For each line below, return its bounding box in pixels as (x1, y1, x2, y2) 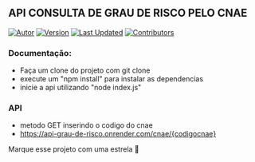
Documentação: (8, 47, 72, 58)
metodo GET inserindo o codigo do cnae (19, 121, 153, 130)
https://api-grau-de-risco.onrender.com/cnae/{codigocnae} (19, 129, 217, 139)
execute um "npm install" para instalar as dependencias (19, 74, 204, 84)
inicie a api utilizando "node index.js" (19, 83, 142, 93)
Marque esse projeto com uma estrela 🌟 (8, 144, 139, 154)
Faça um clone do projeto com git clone (19, 65, 151, 75)
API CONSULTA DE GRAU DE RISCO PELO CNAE (8, 6, 248, 20)
